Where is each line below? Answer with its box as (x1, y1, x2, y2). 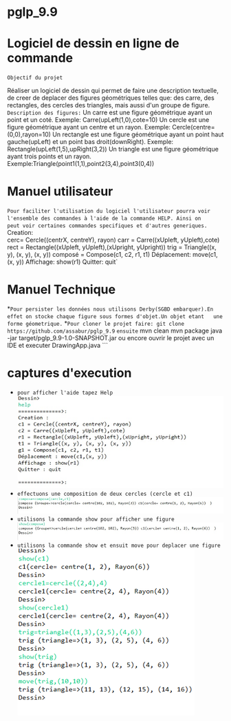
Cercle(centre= (171, 123, 215, 132)
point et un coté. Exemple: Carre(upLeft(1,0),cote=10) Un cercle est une (7, 116, 210, 124)
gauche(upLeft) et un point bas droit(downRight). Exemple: (7, 138, 174, 146)
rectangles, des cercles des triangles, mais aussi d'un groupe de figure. (7, 101, 210, 109)
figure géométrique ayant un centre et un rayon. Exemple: (7, 123, 170, 132)
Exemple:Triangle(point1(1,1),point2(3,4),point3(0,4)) (7, 160, 155, 168)
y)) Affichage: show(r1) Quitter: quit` (16, 258, 118, 266)
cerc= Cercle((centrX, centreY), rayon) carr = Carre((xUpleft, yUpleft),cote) (7, 236, 220, 244)
